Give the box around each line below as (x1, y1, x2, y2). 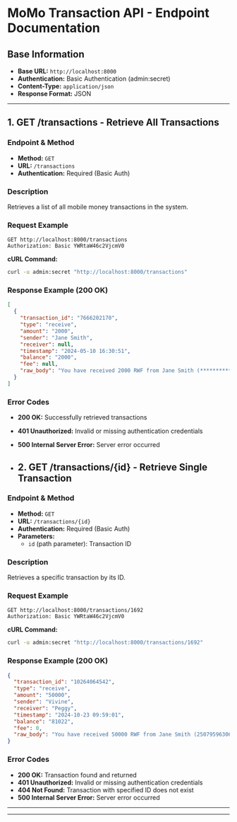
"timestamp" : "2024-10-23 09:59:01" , (13, 711, 125, 719)
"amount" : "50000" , (13, 692, 71, 699)
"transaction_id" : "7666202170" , (20, 315, 119, 322)
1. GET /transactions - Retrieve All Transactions (7, 117, 220, 129)
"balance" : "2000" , (20, 354, 78, 361)
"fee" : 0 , (13, 724, 42, 731)
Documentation (7, 20, 101, 36)
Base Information (7, 48, 85, 60)
